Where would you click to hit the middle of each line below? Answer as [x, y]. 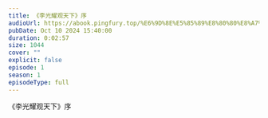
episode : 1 [26, 68]
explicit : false [35, 61]
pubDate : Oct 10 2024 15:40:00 [60, 30]
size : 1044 [26, 45]
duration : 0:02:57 [39, 38]
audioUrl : [25, 23]
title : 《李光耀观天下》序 [48, 16]
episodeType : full [39, 82]
